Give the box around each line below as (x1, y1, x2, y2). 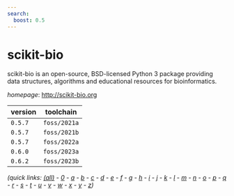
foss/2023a (42, 148, 79, 156)
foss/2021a (42, 119, 79, 127)
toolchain (45, 107, 77, 117)
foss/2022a (42, 138, 79, 146)
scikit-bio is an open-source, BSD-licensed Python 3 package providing (7, 70, 214, 78)
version (10, 107, 37, 117)
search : (7, 10, 30, 17)
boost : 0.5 (13, 17, 45, 24)
